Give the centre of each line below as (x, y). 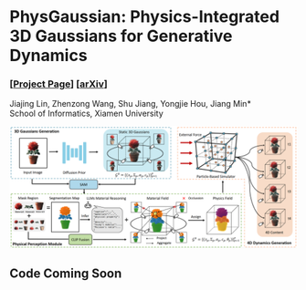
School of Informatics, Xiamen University (87, 114)
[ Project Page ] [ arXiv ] (58, 84)
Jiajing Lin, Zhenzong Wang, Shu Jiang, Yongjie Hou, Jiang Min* (130, 104)
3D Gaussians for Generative (121, 36)
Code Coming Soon (66, 274)
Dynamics (49, 56)
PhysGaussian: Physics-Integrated (145, 17)
